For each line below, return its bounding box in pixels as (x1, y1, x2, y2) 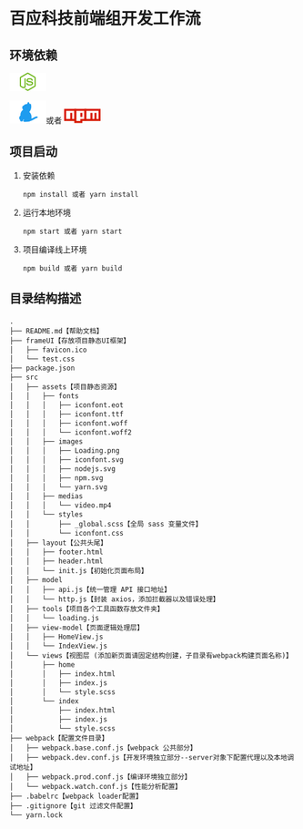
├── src (9, 373, 39, 382)
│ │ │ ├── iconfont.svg (9, 455, 125, 465)
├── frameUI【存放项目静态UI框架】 (9, 336, 130, 345)
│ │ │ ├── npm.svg (9, 473, 104, 483)
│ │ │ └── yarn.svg (9, 482, 107, 492)
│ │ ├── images (9, 436, 84, 446)
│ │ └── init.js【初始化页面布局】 (9, 566, 148, 575)
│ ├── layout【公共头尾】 (9, 538, 107, 548)
